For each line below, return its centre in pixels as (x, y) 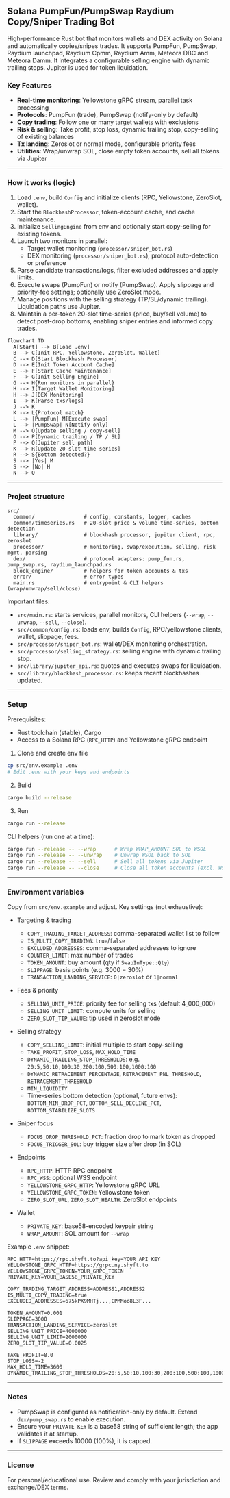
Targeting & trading (44, 920)
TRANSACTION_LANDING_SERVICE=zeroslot (62, 1325)
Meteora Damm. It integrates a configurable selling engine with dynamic (109, 60)
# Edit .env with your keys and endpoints (68, 772)
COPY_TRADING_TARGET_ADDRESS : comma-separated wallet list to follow (124, 934)
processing (33, 108)
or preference (47, 263)
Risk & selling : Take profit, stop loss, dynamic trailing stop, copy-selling (118, 129)
